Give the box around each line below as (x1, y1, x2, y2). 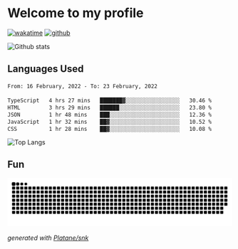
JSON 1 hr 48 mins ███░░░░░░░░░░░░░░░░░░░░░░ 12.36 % (7, 111, 212, 118)
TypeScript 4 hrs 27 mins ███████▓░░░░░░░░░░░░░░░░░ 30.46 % (7, 97, 212, 104)
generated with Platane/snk (7, 233, 89, 243)
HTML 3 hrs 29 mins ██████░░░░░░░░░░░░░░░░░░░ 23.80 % (7, 104, 212, 111)
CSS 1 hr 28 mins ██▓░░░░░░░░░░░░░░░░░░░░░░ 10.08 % (7, 125, 212, 132)
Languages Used (7, 63, 84, 75)
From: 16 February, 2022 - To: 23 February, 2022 (7, 83, 158, 90)
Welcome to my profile (7, 5, 144, 21)
